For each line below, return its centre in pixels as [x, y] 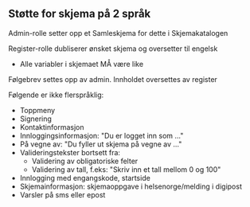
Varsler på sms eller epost [62, 194]
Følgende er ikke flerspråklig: [56, 95]
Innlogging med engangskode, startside [85, 178]
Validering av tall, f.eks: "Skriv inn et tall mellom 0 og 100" [126, 169]
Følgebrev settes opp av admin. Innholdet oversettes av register [113, 79]
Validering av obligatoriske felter [85, 161]
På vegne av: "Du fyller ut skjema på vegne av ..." [101, 144]
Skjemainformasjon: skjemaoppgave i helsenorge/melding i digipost [131, 186]
